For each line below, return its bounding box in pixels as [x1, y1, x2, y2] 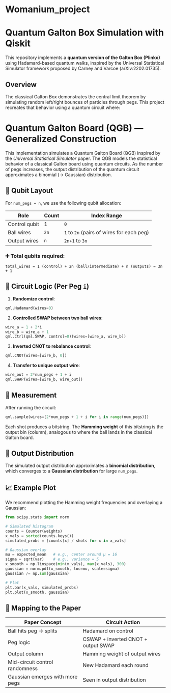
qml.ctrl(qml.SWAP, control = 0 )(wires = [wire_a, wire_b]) [5, 334, 126, 339]
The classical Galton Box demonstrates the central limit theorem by [5, 93, 146, 100]
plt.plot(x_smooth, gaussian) [5, 590, 70, 595]
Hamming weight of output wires [82, 650, 161, 657]
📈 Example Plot [5, 483, 56, 492]
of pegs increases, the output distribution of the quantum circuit [5, 166, 139, 172]
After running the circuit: [5, 404, 57, 410]
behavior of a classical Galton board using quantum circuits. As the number [5, 160, 163, 167]
